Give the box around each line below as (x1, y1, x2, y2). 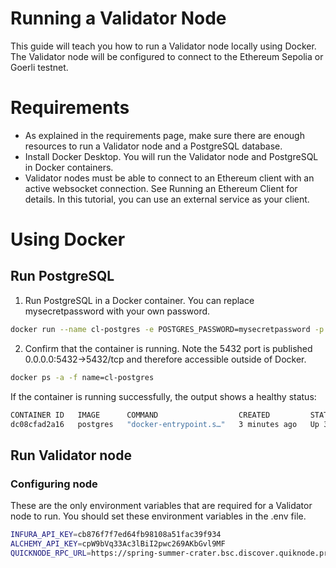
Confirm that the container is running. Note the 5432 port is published (24, 342, 313, 354)
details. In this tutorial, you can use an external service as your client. (24, 193, 310, 205)
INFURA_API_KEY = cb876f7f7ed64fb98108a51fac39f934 (10, 530, 222, 540)
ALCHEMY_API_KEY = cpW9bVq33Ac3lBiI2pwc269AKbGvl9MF (10, 538, 226, 549)
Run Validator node (10, 447, 132, 464)
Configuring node (10, 477, 98, 491)
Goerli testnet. (10, 61, 69, 73)
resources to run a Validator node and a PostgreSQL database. (24, 140, 283, 152)
